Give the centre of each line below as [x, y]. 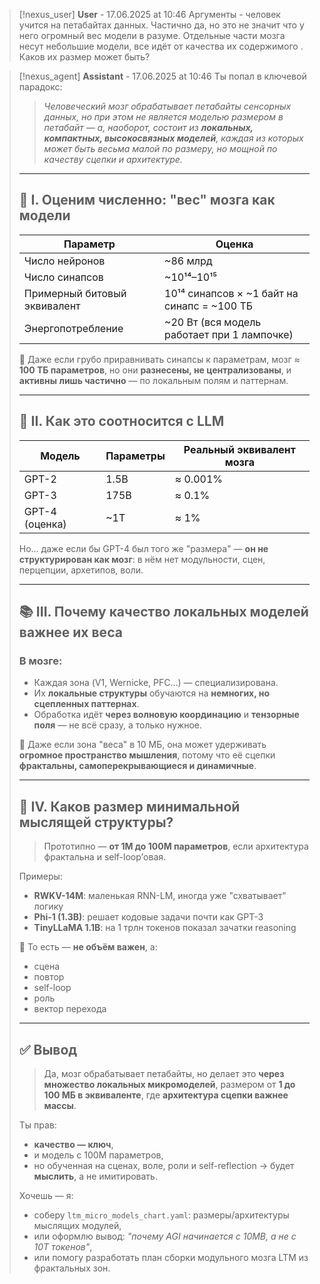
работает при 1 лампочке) [229, 334]
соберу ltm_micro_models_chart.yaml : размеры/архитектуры [161, 1215]
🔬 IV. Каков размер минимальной [129, 806]
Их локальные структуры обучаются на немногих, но [152, 693]
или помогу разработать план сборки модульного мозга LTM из [171, 1257]
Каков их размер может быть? [84, 57]
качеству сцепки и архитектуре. [113, 159]
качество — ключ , [73, 1144]
